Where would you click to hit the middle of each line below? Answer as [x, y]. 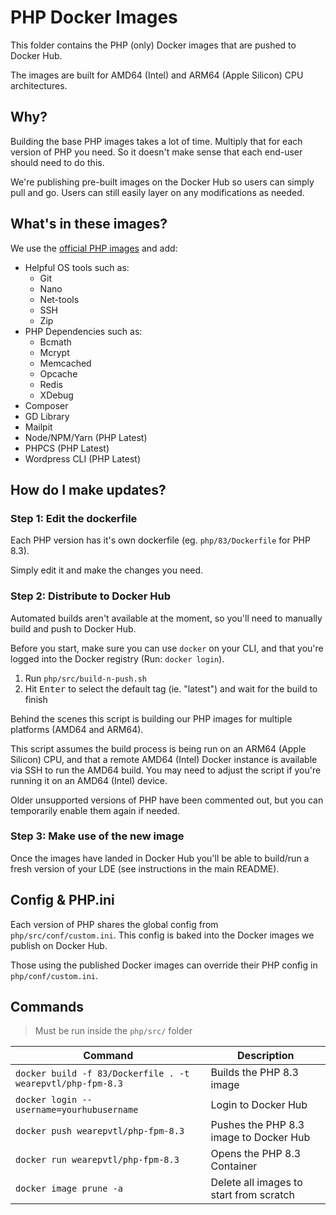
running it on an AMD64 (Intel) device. [89, 780]
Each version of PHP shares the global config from [114, 924]
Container [234, 1166]
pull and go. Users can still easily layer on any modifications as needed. [157, 192]
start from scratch [252, 1195]
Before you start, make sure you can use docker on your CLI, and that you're [167, 648]
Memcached [65, 363]
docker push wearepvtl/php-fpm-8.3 [100, 1131]
